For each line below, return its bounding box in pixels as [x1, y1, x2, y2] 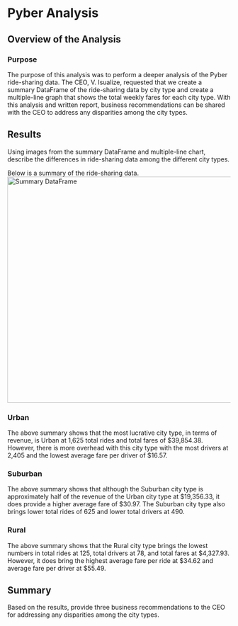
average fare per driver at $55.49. [7, 564, 106, 572]
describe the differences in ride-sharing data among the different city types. [7, 154, 230, 164]
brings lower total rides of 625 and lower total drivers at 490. [7, 508, 185, 516]
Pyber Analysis [7, 5, 99, 21]
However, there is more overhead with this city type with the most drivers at [7, 443, 229, 452]
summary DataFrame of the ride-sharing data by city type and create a [7, 85, 214, 93]
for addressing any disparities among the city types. [7, 610, 159, 619]
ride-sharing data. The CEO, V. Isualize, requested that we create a [7, 78, 202, 86]
